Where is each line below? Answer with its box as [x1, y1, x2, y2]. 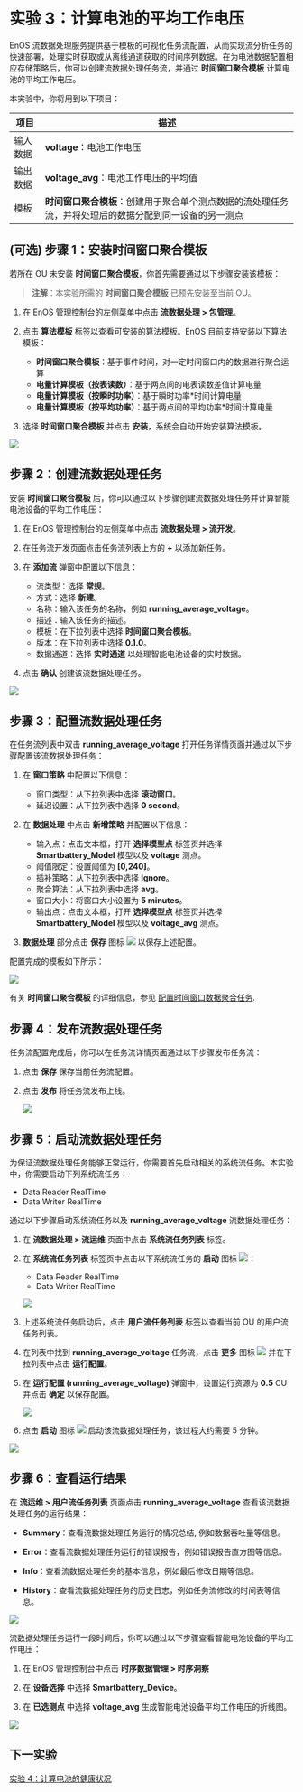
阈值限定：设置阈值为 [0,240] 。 [35, 861, 155, 872]
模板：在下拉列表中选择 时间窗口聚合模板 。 [35, 626, 197, 637]
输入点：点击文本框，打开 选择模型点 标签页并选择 [35, 838, 223, 850]
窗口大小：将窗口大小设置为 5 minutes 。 [35, 895, 188, 906]
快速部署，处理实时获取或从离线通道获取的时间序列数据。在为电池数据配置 [9, 51, 286, 61]
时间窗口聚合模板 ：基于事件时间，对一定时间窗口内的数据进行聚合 [35, 356, 281, 367]
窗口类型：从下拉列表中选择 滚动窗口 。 [35, 788, 181, 800]
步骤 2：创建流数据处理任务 [9, 467, 162, 482]
